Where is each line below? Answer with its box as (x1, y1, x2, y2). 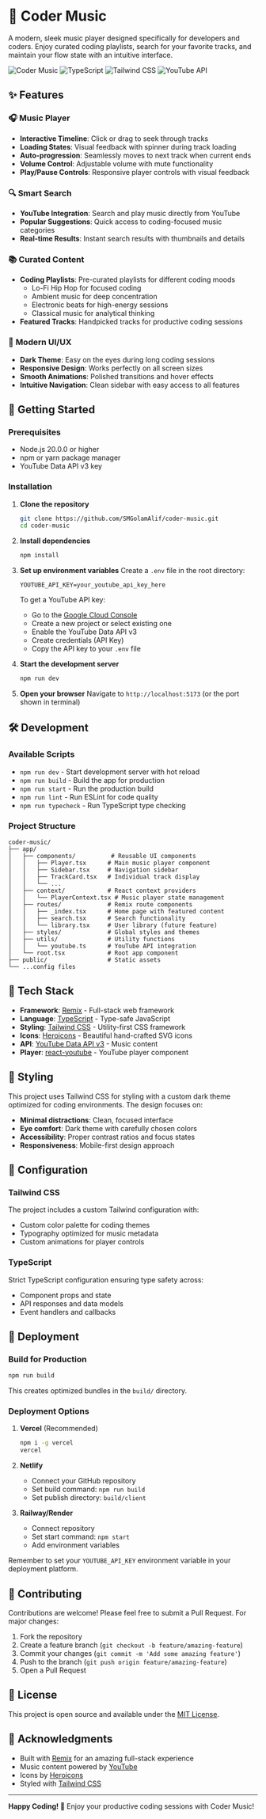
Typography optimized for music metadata (19, 1228, 159, 1238)
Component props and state (19, 1290, 112, 1300)
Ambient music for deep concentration (31, 292, 158, 302)
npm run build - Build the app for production (19, 775, 165, 784)
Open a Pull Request (19, 1665, 87, 1675)
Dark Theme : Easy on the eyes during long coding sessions (19, 355, 215, 364)
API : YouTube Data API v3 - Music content (19, 1039, 158, 1048)
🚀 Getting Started (8, 403, 96, 416)
